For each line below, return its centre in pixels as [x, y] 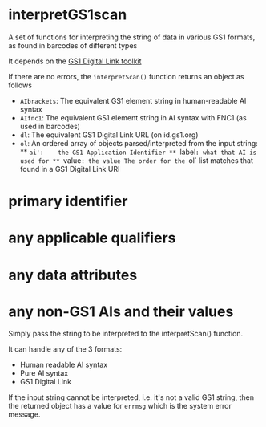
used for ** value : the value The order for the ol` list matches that [137, 160]
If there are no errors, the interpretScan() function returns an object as [126, 76]
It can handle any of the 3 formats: [65, 349]
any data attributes [73, 275]
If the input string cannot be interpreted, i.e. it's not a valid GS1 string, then [131, 397]
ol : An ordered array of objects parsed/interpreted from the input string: [139, 143]
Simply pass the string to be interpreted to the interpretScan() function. [126, 334]
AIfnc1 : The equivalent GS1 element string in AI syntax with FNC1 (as [133, 117]
